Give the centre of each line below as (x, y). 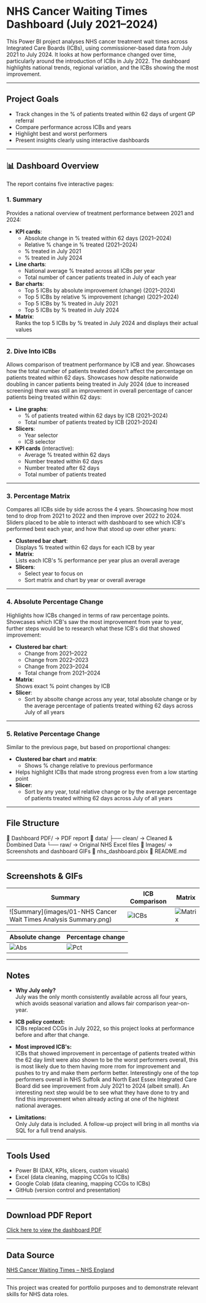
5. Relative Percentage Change (53, 734)
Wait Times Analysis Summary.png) (61, 919)
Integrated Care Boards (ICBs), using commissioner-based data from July (99, 48)
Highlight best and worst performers (61, 133)
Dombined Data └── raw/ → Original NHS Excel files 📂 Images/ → (90, 844)
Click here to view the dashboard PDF (54, 1230)
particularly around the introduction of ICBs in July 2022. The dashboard (98, 61)
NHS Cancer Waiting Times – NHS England (60, 1270)
